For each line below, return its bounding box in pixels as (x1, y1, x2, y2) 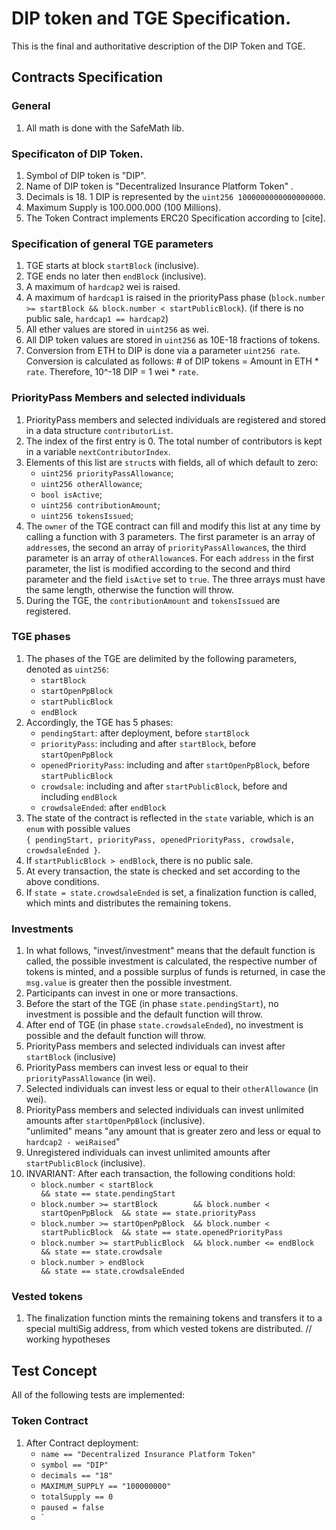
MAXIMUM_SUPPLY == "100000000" (40, 1481, 172, 1491)
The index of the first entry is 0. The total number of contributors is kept (25, 435, 323, 447)
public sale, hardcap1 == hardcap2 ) (25, 313, 169, 325)
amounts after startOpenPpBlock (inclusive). (25, 1115, 206, 1127)
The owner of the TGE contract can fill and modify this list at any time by (25, 520, 321, 532)
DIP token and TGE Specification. (11, 7, 292, 30)
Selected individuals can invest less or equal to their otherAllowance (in (25, 1083, 319, 1095)
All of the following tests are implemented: (11, 1389, 186, 1401)
